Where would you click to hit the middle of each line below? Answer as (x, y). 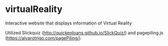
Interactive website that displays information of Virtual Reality (68, 23)
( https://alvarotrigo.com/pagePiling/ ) (43, 38)
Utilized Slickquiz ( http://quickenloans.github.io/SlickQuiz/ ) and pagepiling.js (84, 32)
